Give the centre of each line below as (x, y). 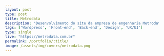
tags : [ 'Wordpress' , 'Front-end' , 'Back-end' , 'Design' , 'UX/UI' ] (74, 28)
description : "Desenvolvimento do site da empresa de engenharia (73, 23)
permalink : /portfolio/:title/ (37, 41)
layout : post (18, 9)
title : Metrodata (23, 19)
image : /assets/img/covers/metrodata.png (48, 46)
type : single (18, 32)
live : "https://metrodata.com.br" (40, 37)
